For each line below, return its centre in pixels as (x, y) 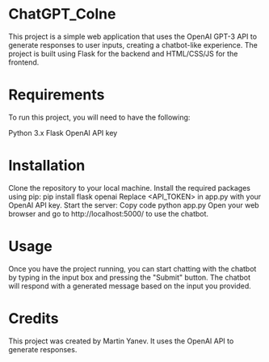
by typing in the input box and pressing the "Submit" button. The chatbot (129, 277)
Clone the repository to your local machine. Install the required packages (129, 187)
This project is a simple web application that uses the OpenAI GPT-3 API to (132, 36)
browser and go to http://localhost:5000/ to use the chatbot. (108, 213)
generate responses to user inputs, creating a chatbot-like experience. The (133, 44)
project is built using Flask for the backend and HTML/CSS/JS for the (123, 53)
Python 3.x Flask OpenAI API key (63, 133)
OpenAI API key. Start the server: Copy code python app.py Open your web (134, 205)
